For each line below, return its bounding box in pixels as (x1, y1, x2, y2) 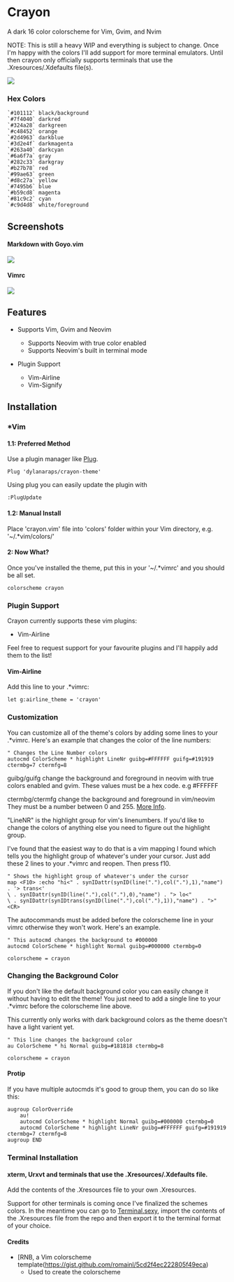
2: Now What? (7, 548, 50, 556)
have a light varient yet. (7, 1022, 75, 1031)
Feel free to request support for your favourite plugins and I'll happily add (7, 644, 219, 652)
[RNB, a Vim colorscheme (17, 1253, 92, 1262)
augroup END (7, 1136, 42, 1144)
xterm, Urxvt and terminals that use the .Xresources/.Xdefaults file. (7, 1170, 208, 1178)
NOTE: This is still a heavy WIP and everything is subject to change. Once (7, 41, 219, 49)
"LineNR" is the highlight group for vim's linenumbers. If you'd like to (7, 816, 205, 824)
